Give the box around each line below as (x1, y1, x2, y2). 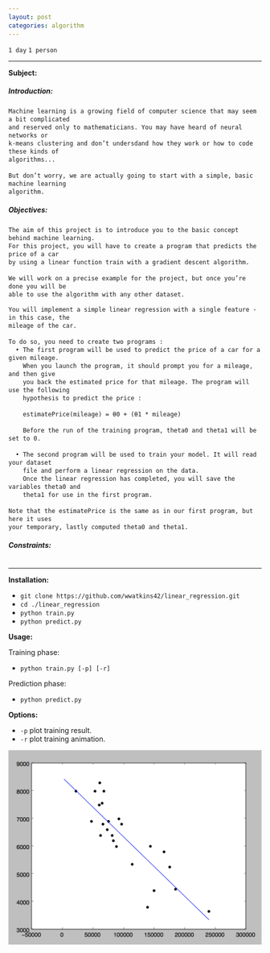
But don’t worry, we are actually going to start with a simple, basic (8, 172, 253, 180)
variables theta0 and (8, 483, 81, 491)
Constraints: (8, 541, 51, 550)
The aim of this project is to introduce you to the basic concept (8, 226, 239, 234)
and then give (8, 371, 56, 379)
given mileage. (8, 354, 59, 363)
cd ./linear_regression (19, 601, 100, 609)
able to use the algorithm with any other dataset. (8, 291, 185, 299)
